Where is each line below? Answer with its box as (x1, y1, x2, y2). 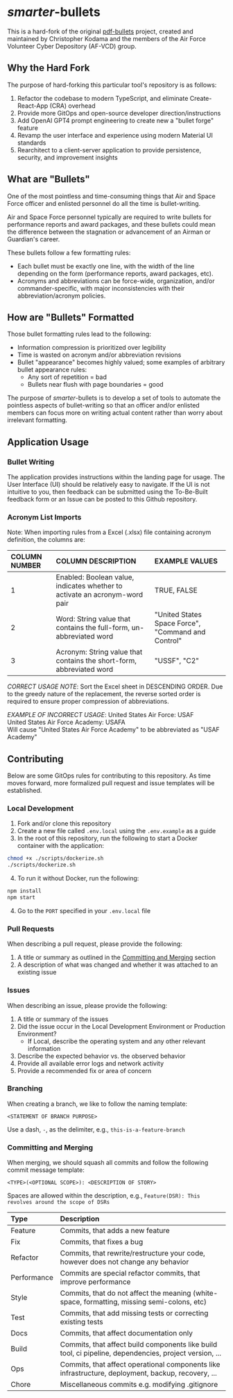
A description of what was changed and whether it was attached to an (17, 961, 218, 969)
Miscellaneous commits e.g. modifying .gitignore (60, 1380, 218, 1390)
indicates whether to (55, 581, 123, 591)
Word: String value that (55, 614, 130, 624)
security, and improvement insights (17, 153, 118, 161)
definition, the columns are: (7, 536, 85, 544)
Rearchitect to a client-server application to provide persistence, (17, 145, 202, 154)
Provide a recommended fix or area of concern (17, 1066, 152, 1075)
